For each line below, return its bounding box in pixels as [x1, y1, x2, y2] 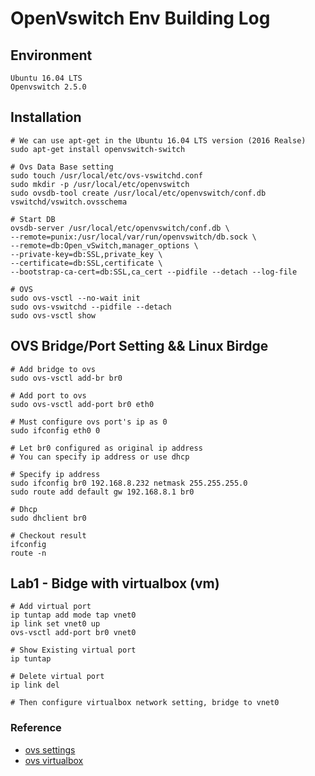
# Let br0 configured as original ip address [10, 443, 203, 453]
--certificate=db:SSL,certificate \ [10, 258, 163, 268]
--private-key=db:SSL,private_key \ [10, 249, 163, 259]
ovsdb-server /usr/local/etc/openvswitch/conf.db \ [10, 223, 230, 233]
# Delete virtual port [10, 672, 105, 682]
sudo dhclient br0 [10, 513, 87, 523]
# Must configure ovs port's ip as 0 [10, 417, 168, 427]
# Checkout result [10, 530, 87, 541]
